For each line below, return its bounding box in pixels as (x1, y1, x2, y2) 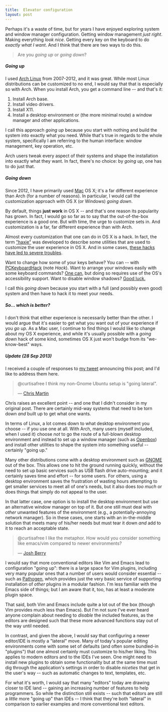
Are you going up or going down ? (17, 51, 87, 58)
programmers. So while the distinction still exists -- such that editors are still (5, 690, 162, 696)
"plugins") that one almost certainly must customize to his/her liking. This (5, 649, 157, 655)
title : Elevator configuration (5, 7, 73, 13)
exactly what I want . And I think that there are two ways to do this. (5, 42, 142, 48)
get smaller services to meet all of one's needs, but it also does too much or (5, 484, 162, 490)
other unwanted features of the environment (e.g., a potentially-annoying (5, 509, 156, 515)
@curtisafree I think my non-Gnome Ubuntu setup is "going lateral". (17, 381, 157, 387)
